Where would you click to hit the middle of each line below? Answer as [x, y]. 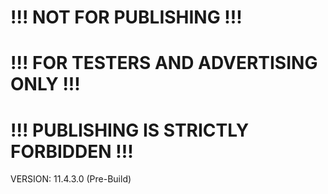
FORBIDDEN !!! [72, 151]
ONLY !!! [45, 84]
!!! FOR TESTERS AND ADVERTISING [164, 63]
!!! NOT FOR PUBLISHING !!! [126, 17]
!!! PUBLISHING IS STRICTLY [130, 130]
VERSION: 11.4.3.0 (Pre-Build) [71, 179]
